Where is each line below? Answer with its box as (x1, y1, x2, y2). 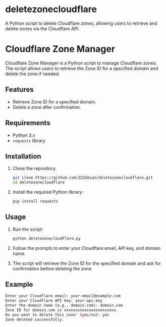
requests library (12, 137, 45, 143)
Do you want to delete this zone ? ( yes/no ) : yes (5, 312, 109, 317)
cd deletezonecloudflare (12, 180, 65, 185)
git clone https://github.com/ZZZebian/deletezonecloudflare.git (12, 175, 153, 180)
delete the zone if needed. (5, 71, 60, 77)
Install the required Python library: (12, 189, 83, 195)
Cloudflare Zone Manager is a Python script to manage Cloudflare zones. (5, 60, 157, 66)
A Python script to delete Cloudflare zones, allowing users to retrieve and (5, 20, 157, 26)
